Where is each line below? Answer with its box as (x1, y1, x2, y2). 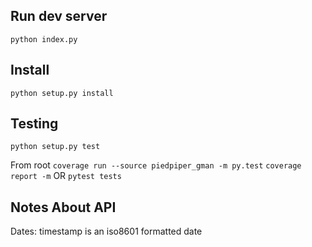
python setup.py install (10, 88, 114, 98)
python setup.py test (10, 142, 101, 152)
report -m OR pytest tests (10, 170, 122, 182)
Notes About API (10, 199, 117, 216)
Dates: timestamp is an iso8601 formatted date (10, 225, 203, 238)
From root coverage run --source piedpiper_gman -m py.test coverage (10, 159, 302, 171)
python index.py (10, 34, 78, 44)
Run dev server (10, 8, 108, 25)
